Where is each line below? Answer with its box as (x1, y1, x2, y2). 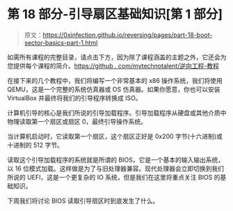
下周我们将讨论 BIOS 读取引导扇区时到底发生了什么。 (7, 196, 159, 205)
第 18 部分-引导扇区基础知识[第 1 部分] (7, 6, 223, 22)
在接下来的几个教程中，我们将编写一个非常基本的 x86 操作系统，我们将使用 (7, 76, 223, 84)
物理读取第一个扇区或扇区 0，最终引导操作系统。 (7, 117, 147, 125)
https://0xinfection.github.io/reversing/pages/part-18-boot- (42, 31, 213, 39)
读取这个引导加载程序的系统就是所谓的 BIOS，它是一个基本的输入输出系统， (7, 155, 225, 164)
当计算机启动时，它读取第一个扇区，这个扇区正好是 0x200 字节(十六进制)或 (7, 132, 223, 140)
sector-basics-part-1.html (24, 38, 98, 47)
